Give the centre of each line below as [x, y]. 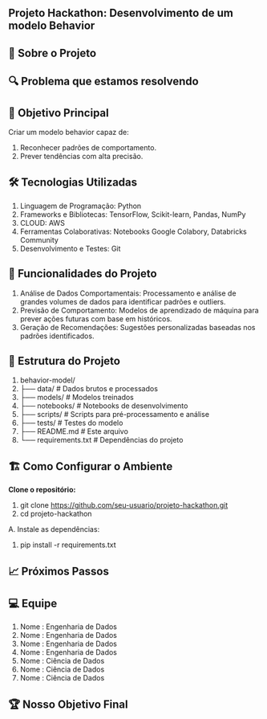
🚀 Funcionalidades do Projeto [83, 274]
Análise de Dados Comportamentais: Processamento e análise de [128, 293]
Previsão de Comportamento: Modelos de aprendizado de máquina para [139, 310]
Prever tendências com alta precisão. [81, 156]
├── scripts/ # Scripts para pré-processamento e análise [115, 415]
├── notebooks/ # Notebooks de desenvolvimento [104, 406]
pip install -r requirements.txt [68, 545]
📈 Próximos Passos [59, 571]
